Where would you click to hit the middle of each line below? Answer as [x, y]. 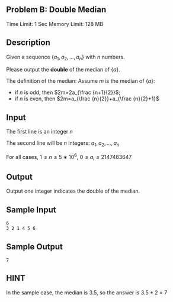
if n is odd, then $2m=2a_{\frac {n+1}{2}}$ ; [67, 92]
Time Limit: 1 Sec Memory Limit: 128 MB [55, 24]
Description [28, 43]
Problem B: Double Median [56, 10]
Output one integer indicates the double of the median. [73, 191]
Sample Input [31, 210]
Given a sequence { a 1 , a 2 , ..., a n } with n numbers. [66, 57]
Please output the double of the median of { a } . [63, 70]
